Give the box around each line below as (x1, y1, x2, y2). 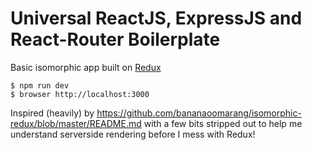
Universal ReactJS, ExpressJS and (10, 7, 303, 30)
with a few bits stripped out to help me (143, 117, 303, 129)
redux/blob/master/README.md (10, 117, 142, 129)
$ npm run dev (10, 80, 70, 91)
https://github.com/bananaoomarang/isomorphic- (96, 107, 302, 119)
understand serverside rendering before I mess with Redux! (10, 128, 256, 140)
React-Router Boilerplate (10, 28, 221, 51)
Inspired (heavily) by (10, 107, 95, 119)
